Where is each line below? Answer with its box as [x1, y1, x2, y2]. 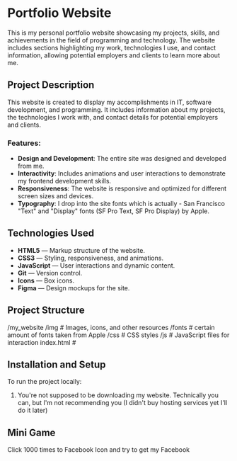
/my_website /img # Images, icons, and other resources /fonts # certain [7, 323, 215, 331]
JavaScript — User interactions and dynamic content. [17, 261, 175, 270]
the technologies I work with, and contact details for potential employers [7, 113, 218, 121]
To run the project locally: [7, 377, 82, 386]
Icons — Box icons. [17, 276, 75, 285]
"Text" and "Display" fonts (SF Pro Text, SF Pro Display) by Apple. [17, 207, 210, 215]
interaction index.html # [7, 338, 76, 346]
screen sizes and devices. [17, 192, 94, 200]
